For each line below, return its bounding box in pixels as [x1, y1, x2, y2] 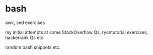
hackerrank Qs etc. [5, 34, 45, 40]
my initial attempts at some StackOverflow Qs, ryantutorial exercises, [5, 29, 148, 35]
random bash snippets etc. [5, 44, 61, 50]
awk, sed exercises [5, 19, 45, 25]
